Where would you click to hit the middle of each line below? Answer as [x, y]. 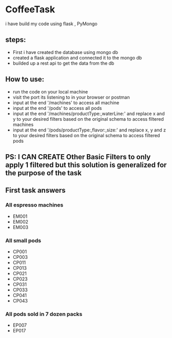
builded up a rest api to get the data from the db [63, 63]
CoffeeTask [30, 10]
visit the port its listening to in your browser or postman [71, 97]
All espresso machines [34, 205]
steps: [16, 40]
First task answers [35, 190]
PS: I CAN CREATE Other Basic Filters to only [78, 157]
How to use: [25, 79]
